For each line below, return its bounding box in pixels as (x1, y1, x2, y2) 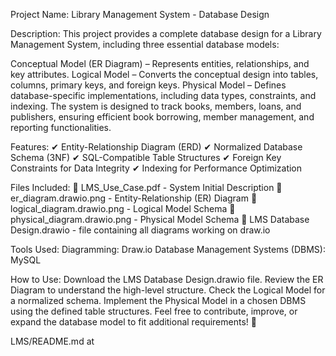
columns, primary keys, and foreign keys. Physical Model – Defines (10, 79, 287, 91)
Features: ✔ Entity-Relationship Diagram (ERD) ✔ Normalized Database (10, 141, 303, 153)
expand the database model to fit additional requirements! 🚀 (10, 316, 257, 328)
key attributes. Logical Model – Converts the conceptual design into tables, (10, 69, 319, 80)
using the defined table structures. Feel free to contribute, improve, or (10, 305, 298, 317)
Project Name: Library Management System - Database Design (10, 9, 270, 20)
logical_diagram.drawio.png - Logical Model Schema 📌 (10, 203, 236, 214)
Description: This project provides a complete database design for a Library (10, 28, 322, 39)
